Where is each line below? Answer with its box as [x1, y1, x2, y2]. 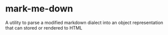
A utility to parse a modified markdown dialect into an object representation [5, 19, 163, 25]
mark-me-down [5, 3, 73, 14]
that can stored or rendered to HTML [5, 24, 82, 30]
